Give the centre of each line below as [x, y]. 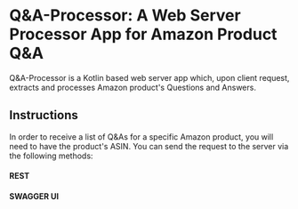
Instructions [44, 115]
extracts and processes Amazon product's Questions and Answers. [133, 87]
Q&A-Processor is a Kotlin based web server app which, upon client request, [149, 77]
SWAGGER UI [34, 196]
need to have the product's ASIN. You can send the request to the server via [149, 146]
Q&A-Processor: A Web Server [125, 16]
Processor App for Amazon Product [143, 34]
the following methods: [51, 156]
